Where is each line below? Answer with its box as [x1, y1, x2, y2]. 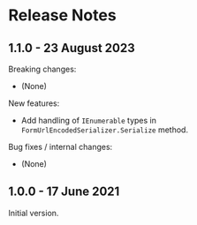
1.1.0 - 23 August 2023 [8, 41, 136, 56]
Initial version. [8, 207, 59, 218]
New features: [8, 98, 60, 109]
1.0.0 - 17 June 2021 [8, 184, 120, 199]
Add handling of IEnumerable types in [20, 116, 156, 125]
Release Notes [8, 5, 117, 26]
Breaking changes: [8, 64, 77, 74]
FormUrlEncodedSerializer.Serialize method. [20, 124, 189, 135]
